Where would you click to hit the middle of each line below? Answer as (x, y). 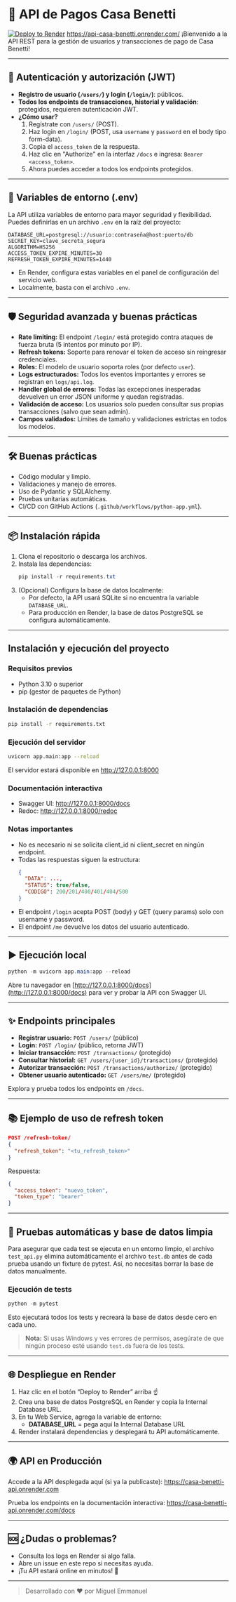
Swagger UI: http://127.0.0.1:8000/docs (74, 804)
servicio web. (37, 279)
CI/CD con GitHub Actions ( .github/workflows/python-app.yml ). (110, 507)
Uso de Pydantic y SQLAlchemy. (64, 491)
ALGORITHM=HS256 (32, 247)
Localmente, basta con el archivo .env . (74, 287)
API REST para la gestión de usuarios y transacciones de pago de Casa (111, 41)
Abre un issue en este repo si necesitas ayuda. (85, 1563)
